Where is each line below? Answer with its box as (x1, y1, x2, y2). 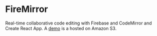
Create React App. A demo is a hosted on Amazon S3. (5, 25, 117, 31)
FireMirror (5, 3, 48, 15)
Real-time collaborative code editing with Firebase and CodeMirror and (5, 20, 152, 26)
